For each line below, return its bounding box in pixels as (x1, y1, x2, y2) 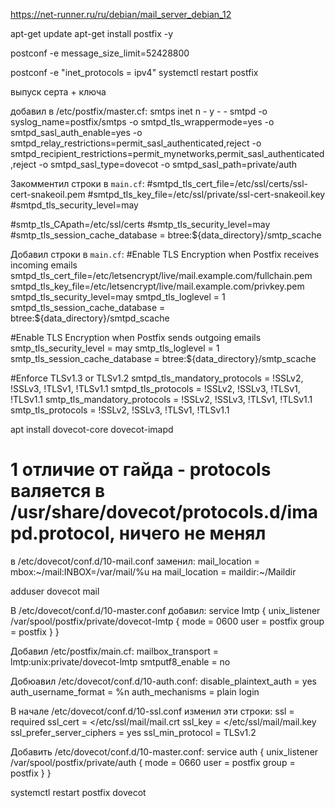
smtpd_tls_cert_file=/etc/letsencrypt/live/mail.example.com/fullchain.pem (10, 270, 313, 281)
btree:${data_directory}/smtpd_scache (10, 312, 170, 324)
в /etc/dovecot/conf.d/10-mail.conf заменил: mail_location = (10, 555, 261, 567)
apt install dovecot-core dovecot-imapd (10, 424, 174, 435)
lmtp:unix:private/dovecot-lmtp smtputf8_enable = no (10, 655, 231, 668)
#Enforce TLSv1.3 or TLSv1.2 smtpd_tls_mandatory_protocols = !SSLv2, (10, 372, 304, 384)
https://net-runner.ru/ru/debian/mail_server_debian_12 (10, 9, 232, 20)
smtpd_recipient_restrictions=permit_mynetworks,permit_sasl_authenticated (10, 148, 325, 159)
